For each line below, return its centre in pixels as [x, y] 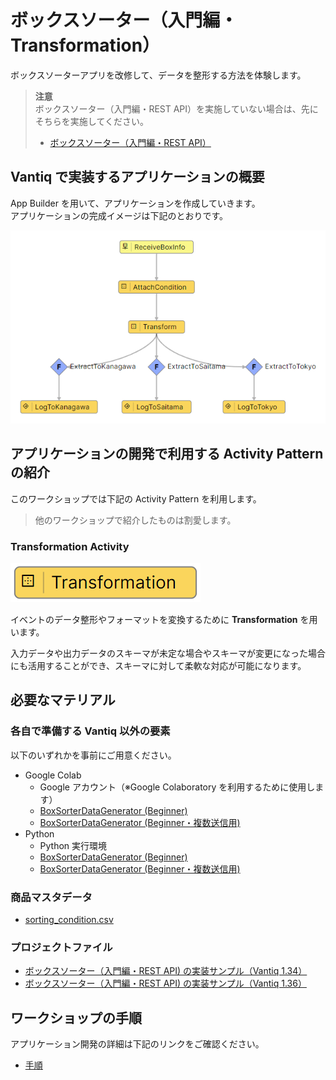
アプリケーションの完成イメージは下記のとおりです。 [119, 215]
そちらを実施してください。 [91, 121]
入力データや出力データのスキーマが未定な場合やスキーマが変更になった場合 [168, 653]
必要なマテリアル [63, 700]
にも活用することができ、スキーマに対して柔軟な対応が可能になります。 [158, 665]
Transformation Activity [70, 546]
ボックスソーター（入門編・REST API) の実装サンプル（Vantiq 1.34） [166, 971]
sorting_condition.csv [69, 919]
